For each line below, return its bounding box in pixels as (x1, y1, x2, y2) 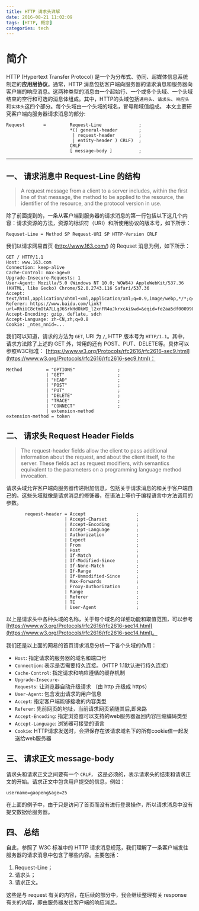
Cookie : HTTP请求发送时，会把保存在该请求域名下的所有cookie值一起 (14, 727, 184, 734)
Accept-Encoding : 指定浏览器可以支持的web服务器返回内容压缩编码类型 (14, 712, 188, 720)
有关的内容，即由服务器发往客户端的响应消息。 (6, 899, 120, 906)
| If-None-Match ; (64, 563, 139, 569)
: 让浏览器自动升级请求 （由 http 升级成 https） (36, 682, 150, 690)
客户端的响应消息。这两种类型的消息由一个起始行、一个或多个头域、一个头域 (6, 88, 193, 95)
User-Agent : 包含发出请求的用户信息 (14, 690, 102, 697)
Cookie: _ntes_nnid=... (6, 322, 65, 328)
